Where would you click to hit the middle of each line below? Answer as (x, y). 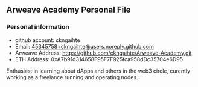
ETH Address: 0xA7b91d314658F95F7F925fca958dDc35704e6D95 (99, 59)
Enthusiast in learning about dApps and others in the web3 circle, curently (98, 71)
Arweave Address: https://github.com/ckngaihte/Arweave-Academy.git (103, 53)
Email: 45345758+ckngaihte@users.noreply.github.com (84, 46)
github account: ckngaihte (47, 40)
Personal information (38, 27)
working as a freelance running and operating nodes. (72, 77)
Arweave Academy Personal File (69, 10)
